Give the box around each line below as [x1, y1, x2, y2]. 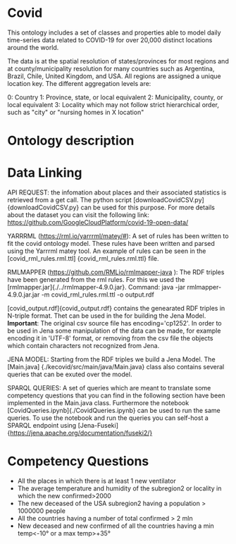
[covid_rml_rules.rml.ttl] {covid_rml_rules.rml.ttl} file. [7, 254, 159, 263]
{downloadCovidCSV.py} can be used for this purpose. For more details [7, 203, 215, 212]
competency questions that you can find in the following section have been [7, 391, 225, 400]
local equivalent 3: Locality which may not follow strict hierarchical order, [7, 100, 220, 109]
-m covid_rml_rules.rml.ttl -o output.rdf [41, 290, 155, 299]
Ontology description [7, 132, 135, 149]
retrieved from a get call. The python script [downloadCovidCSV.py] [7, 196, 204, 204]
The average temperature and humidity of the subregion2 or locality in [17, 484, 222, 493]
